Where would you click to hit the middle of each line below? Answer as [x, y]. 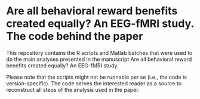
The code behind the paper [75, 36]
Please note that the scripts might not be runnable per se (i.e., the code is [96, 77]
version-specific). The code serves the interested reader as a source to [94, 83]
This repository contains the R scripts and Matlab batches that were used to [99, 52]
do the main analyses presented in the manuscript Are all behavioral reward [99, 59]
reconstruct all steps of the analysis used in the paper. [73, 89]
